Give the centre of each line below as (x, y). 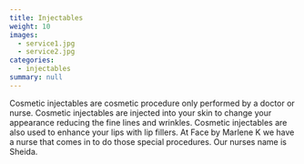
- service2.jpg (46, 52)
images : (24, 35)
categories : (32, 60)
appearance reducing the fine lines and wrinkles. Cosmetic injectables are (148, 122)
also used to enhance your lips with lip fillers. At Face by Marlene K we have (152, 132)
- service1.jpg (46, 43)
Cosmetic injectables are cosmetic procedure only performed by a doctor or (152, 103)
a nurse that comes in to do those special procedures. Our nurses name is (148, 141)
